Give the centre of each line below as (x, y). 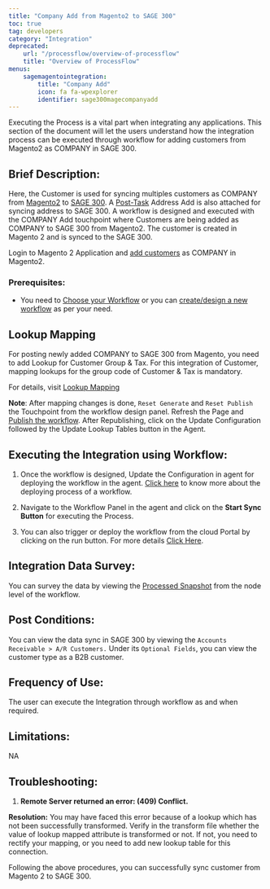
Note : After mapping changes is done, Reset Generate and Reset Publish (131, 403)
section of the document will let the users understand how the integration (131, 131)
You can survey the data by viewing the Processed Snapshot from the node (135, 585)
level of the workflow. (44, 594)
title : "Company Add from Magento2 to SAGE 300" (92, 16)
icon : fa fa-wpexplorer (78, 92)
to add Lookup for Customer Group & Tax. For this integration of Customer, (133, 363)
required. (24, 711)
